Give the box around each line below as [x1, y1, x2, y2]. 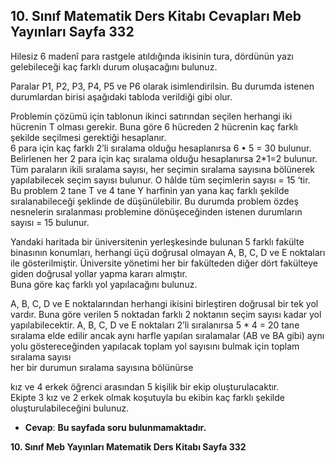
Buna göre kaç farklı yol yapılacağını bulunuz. [10, 278, 198, 290]
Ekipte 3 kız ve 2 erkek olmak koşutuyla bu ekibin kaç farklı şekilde [10, 391, 285, 403]
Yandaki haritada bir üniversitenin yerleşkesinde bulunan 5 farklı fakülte [10, 235, 305, 248]
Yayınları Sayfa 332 [10, 24, 135, 41]
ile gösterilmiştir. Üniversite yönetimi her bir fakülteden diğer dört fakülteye [10, 257, 318, 269]
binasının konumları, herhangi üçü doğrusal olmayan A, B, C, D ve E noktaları [10, 246, 326, 258]
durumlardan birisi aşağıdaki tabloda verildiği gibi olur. [10, 90, 233, 103]
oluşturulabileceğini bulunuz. [10, 402, 130, 414]
